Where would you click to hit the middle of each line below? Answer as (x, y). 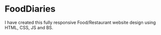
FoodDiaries (30, 9)
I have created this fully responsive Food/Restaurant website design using (80, 22)
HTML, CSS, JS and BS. (29, 27)
